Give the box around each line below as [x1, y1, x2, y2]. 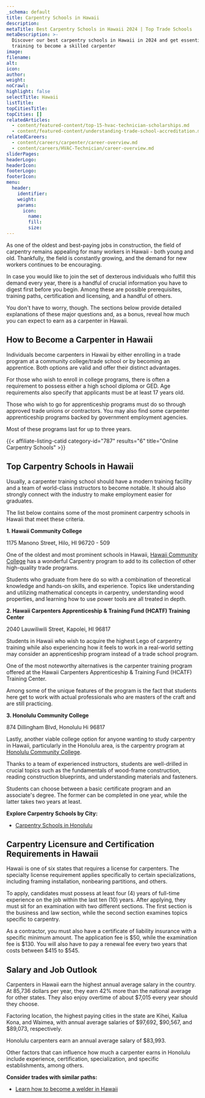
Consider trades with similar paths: [6, 1074, 98, 1081]
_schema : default [6, 9, 51, 15]
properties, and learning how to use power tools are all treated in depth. [6, 595, 187, 602]
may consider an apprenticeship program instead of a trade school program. [6, 650, 198, 657]
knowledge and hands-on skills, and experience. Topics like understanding [6, 582, 195, 589]
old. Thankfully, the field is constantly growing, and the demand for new [6, 254, 187, 261]
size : [28, 225, 43, 231]
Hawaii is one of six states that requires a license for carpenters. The [6, 865, 179, 872]
